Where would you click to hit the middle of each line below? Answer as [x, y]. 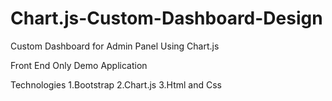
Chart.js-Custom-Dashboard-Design [166, 18]
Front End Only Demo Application [79, 65]
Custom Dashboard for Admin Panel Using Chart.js [115, 46]
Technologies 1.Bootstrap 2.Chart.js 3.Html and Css [116, 84]
